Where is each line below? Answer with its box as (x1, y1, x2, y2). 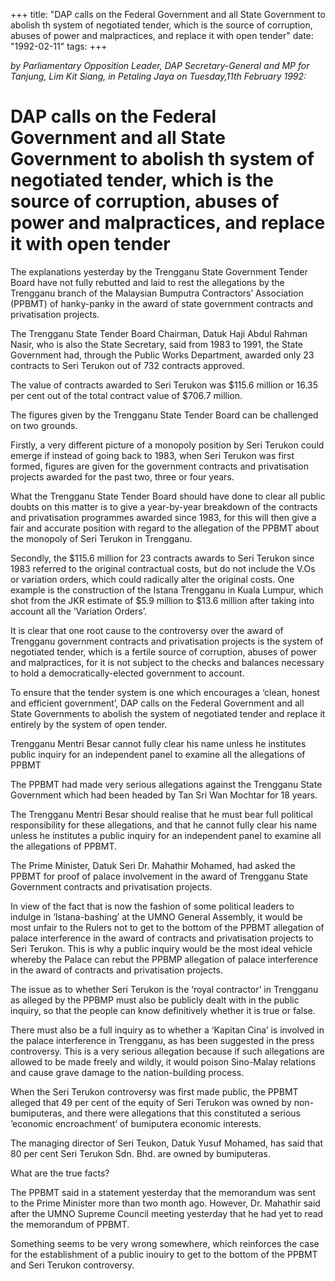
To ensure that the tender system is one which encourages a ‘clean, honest (10, 686, 320, 698)
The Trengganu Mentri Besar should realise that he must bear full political (10, 808, 313, 820)
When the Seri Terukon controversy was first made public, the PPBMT (10, 1085, 299, 1098)
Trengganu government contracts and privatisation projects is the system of (10, 635, 324, 647)
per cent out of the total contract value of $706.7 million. (10, 389, 243, 401)
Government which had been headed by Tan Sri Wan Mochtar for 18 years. (10, 789, 318, 801)
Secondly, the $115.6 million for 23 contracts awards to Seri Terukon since (10, 552, 315, 564)
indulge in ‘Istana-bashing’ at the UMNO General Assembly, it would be (10, 910, 303, 923)
